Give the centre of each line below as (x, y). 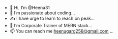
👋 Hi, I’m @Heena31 (30, 8)
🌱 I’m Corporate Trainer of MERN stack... (51, 25)
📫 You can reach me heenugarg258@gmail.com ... (62, 31)
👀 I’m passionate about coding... (42, 13)
